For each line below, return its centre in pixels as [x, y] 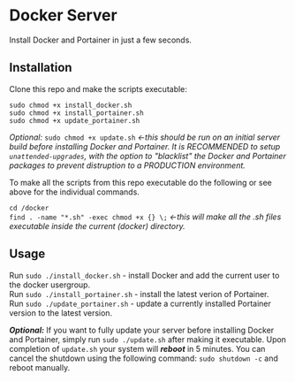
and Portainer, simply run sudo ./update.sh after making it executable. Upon [148, 339]
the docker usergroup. [50, 285]
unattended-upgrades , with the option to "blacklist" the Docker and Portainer [148, 156]
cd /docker [29, 208]
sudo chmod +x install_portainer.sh [76, 113]
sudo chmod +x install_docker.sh [71, 105]
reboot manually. [40, 367]
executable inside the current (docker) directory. [97, 225]
